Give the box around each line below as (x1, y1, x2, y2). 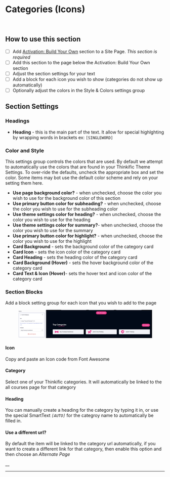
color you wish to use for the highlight (12, 238, 92, 244)
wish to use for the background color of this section (12, 195, 120, 201)
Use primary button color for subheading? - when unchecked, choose (12, 201, 161, 207)
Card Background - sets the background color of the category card (12, 244, 154, 250)
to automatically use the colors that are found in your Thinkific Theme (5, 164, 151, 170)
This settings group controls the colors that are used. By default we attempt (5, 158, 163, 165)
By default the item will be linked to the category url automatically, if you (5, 441, 156, 447)
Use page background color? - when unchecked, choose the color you (12, 190, 162, 196)
